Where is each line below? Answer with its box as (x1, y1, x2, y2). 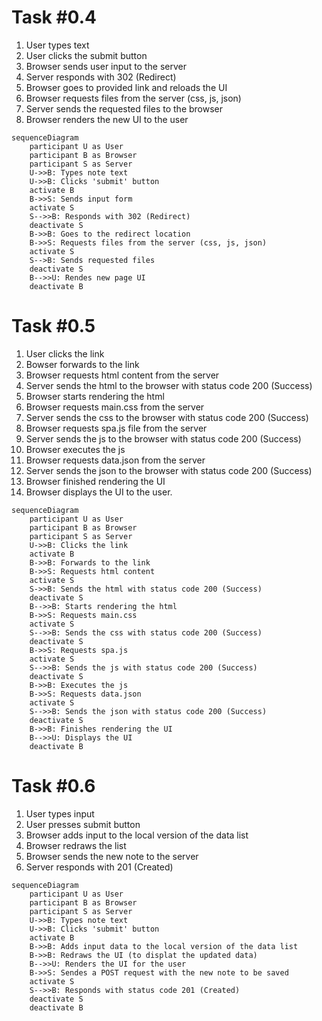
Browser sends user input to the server (25, 60, 187, 72)
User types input (25, 807, 95, 820)
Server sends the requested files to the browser (25, 102, 224, 115)
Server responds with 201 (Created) (25, 861, 174, 873)
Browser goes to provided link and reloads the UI (25, 81, 228, 93)
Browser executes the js (25, 443, 126, 455)
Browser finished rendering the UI (25, 475, 166, 487)
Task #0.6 (11, 775, 96, 798)
